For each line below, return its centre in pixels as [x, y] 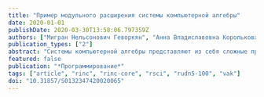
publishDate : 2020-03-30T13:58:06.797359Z [79, 30]
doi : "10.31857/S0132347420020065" [66, 81]
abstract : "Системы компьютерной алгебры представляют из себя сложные [128, 52]
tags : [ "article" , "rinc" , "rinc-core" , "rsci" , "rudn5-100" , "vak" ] [125, 74]
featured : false [35, 59]
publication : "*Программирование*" [66, 66]
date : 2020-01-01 [37, 23]
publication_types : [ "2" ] [50, 45]
